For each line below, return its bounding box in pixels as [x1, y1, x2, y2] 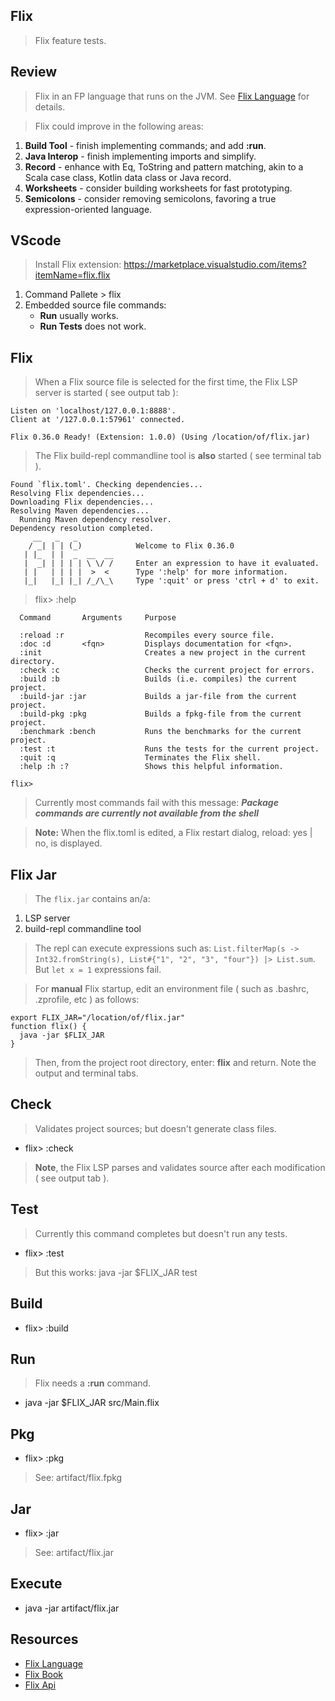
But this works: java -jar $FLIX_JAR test [34, 1266, 198, 1278]
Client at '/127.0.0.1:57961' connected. [10, 415, 186, 425]
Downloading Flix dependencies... [10, 497, 155, 508]
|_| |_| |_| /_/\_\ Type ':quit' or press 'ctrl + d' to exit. [23, 576, 320, 586]
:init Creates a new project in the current [19, 648, 307, 658]
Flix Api [24, 1679, 57, 1691]
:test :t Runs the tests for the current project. [19, 744, 320, 754]
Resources [10, 1631, 79, 1648]
